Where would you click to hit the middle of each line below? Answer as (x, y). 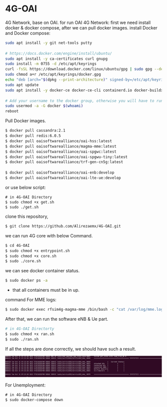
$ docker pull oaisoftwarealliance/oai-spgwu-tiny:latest (66, 157)
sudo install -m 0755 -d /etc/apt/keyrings (51, 64)
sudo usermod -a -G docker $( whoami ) (44, 106)
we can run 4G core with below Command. (49, 235)
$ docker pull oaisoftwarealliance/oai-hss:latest (59, 141)
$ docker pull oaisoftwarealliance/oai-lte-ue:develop (63, 178)
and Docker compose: (28, 33)
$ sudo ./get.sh (22, 207)
